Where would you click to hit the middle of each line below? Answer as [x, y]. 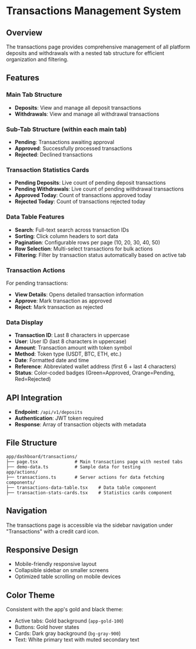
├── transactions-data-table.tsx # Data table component [82, 487]
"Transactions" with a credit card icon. [53, 531]
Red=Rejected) [33, 379]
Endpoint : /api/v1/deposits [49, 412]
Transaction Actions [36, 270]
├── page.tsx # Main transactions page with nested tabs [94, 462]
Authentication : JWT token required [59, 418]
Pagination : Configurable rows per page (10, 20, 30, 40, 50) [87, 242]
